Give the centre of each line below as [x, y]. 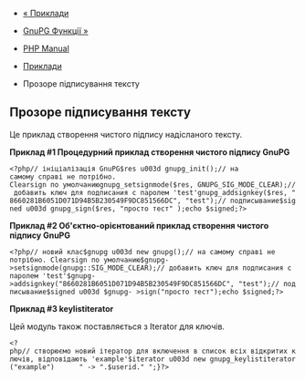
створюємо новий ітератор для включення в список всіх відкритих [160, 351]
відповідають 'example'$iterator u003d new [122, 359]
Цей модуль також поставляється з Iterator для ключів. [117, 326]
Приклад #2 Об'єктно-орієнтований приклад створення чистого [139, 225]
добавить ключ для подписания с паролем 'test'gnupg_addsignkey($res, [150, 192]
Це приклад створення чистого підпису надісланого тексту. [126, 134]
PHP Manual [46, 48]
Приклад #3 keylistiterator [62, 308]
